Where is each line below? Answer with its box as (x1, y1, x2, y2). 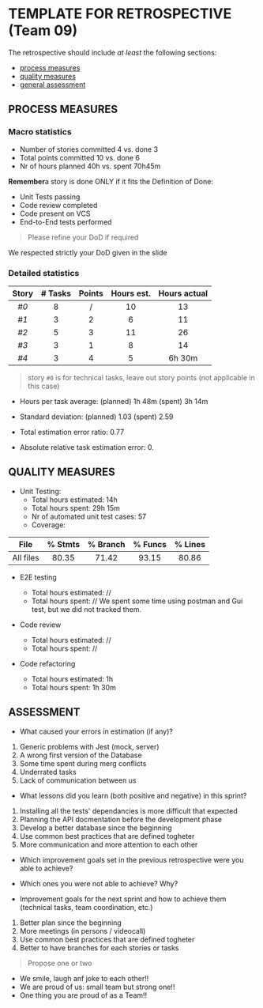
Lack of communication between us (19, 776, 137, 785)
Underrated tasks (19, 767, 77, 776)
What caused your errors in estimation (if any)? (19, 727, 174, 736)
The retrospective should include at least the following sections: (8, 47, 217, 57)
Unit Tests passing (19, 191, 81, 202)
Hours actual (158, 288, 208, 299)
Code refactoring (19, 659, 76, 668)
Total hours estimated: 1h (31, 674, 114, 684)
